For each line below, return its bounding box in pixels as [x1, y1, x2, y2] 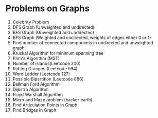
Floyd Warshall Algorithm [12, 91, 63, 98]
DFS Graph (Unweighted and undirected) [12, 24, 95, 30]
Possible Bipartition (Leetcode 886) [12, 76, 84, 82]
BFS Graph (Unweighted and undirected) [12, 29, 94, 35]
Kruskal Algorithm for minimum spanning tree [12, 50, 104, 56]
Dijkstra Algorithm [12, 86, 49, 92]
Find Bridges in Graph [12, 107, 56, 113]
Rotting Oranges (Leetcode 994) [12, 65, 78, 71]
